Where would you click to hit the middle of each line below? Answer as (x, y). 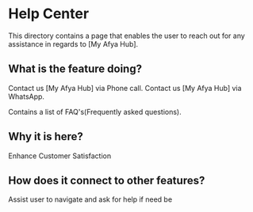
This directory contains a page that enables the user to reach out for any (127, 36)
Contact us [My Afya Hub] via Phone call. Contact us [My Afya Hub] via (125, 88)
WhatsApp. (27, 97)
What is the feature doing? (75, 69)
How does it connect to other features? (107, 180)
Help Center (49, 14)
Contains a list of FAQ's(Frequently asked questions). (95, 112)
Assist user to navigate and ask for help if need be (90, 199)
